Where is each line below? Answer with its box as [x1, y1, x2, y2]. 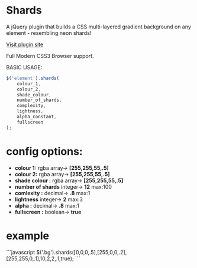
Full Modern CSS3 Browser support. [6, 52, 94, 59]
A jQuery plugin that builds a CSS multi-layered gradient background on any [6, 23, 191, 30]
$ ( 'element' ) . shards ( [6, 75, 60, 81]
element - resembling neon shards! [6, 29, 92, 36]
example [6, 229, 50, 243]
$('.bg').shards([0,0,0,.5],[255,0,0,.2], [36, 248, 127, 256]
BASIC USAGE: [6, 63, 43, 71]
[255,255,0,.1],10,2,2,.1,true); [6, 255, 74, 262]
